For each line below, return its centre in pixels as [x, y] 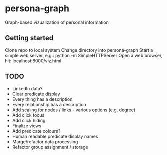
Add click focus [28, 115]
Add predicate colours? [36, 131]
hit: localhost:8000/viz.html [33, 61]
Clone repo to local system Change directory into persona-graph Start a [79, 50]
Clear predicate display [36, 94]
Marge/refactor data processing [45, 142]
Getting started [29, 38]
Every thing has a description [42, 99]
